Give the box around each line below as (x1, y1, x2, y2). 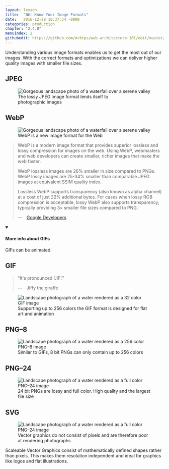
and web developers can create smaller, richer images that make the (17, 152, 160, 159)
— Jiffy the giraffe (17, 285, 59, 291)
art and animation (18, 310, 54, 317)
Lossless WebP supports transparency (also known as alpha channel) (17, 188, 162, 194)
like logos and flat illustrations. (5, 458, 68, 464)
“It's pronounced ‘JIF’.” (17, 275, 64, 281)
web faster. (17, 158, 41, 164)
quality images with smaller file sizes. (5, 60, 83, 66)
